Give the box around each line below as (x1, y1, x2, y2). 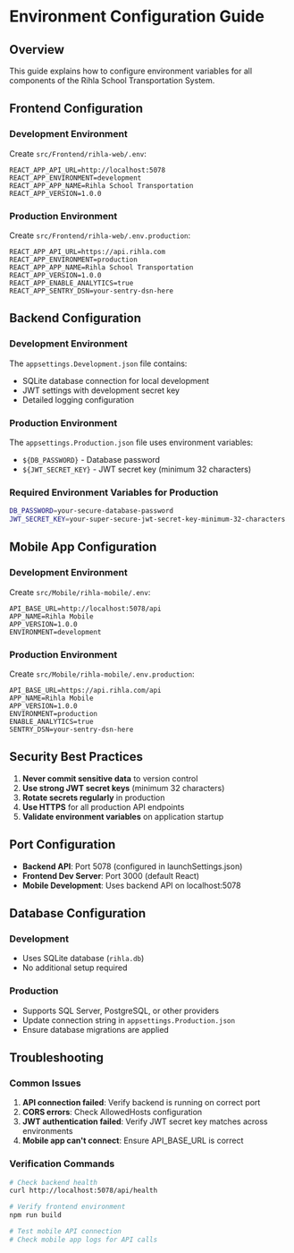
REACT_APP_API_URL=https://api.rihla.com (9, 247, 166, 256)
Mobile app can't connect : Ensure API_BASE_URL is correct (21, 1135, 244, 1146)
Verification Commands (9, 1157, 115, 1170)
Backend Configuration (9, 311, 141, 326)
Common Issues (9, 1077, 82, 1089)
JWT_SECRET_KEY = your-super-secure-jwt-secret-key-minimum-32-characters (9, 515, 286, 524)
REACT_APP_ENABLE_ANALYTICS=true (9, 278, 134, 287)
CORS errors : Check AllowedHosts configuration (21, 1107, 203, 1118)
